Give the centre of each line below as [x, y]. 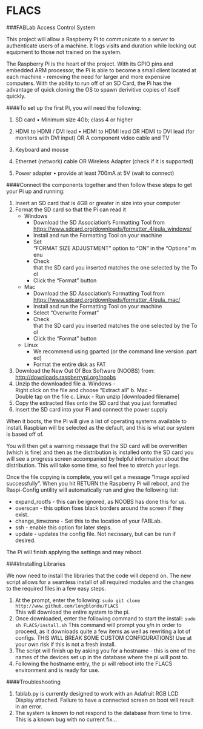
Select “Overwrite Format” [66, 313]
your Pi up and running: [35, 191]
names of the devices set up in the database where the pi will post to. [102, 657]
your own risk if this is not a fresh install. [65, 644]
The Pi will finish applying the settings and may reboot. [75, 552]
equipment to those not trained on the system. [64, 52]
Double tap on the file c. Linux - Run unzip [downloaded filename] [97, 396]
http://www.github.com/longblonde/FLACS [67, 606]
